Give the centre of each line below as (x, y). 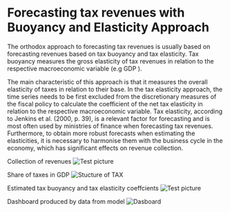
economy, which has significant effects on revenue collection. (95, 148)
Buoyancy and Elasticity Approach (108, 27)
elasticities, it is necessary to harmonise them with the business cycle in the (115, 140)
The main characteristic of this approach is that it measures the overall (108, 81)
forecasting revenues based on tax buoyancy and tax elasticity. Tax (103, 54)
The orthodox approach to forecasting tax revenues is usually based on (109, 46)
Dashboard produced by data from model (66, 201)
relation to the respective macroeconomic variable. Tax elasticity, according (115, 111)
